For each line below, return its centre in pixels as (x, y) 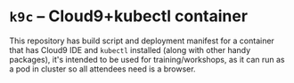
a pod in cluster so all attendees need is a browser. (102, 69)
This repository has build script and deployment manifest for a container (142, 41)
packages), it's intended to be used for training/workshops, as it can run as (147, 59)
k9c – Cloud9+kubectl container (128, 16)
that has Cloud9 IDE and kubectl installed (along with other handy (130, 49)
